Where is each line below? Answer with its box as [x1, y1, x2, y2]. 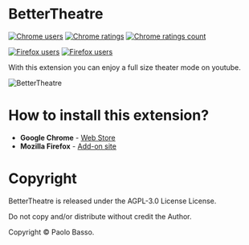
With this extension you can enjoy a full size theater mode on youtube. [8, 62, 241, 72]
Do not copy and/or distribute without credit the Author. [8, 211, 192, 221]
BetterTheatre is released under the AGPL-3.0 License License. [8, 196, 217, 206]
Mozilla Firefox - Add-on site [19, 141, 116, 151]
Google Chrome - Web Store [19, 133, 116, 142]
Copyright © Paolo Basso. [8, 227, 95, 237]
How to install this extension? [8, 106, 210, 125]
